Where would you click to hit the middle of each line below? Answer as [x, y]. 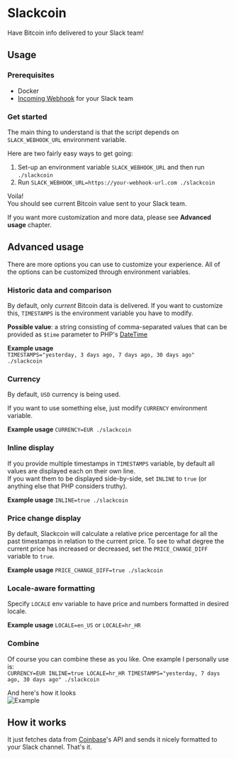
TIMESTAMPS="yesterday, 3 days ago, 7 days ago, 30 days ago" [101, 355]
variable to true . [31, 556]
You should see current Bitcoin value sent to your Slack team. [97, 203]
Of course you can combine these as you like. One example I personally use [118, 659]
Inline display [31, 448]
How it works [37, 722]
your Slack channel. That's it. [50, 747]
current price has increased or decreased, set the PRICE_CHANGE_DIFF [107, 549]
